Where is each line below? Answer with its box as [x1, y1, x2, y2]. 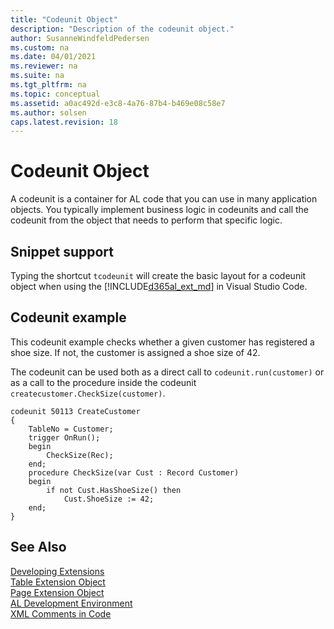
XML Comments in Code [10, 607, 112, 620]
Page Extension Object [10, 586, 105, 598]
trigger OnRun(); [28, 432, 101, 443]
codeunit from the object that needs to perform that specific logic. [10, 214, 283, 226]
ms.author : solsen [10, 107, 87, 118]
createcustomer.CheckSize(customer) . [10, 387, 166, 399]
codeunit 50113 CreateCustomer [10, 406, 141, 416]
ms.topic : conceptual [10, 89, 101, 99]
